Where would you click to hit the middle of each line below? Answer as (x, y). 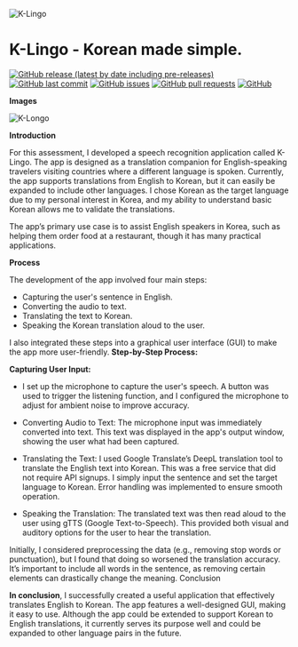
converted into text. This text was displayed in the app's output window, (153, 432)
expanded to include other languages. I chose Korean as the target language (149, 190)
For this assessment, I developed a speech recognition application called (142, 152)
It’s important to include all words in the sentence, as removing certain (137, 568)
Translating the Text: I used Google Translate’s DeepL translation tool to (153, 459)
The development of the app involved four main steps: (108, 279)
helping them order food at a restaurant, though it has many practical (135, 236)
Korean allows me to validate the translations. (92, 209)
